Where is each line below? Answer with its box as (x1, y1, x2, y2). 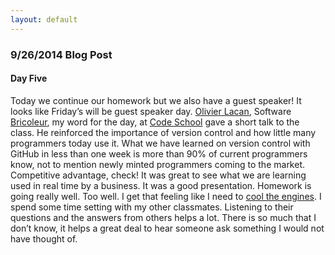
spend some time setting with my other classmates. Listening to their (10, 201, 294, 213)
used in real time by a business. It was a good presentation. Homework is (10, 179, 312, 191)
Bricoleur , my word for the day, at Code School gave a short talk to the (10, 116, 300, 128)
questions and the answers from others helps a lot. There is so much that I (10, 211, 317, 223)
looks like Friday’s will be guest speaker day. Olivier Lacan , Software (10, 105, 292, 117)
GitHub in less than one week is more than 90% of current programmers (10, 147, 308, 160)
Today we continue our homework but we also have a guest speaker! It (10, 94, 302, 106)
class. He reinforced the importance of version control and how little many (10, 126, 317, 138)
